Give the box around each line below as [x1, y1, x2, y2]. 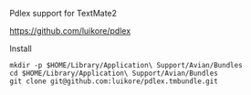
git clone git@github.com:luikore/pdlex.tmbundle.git [9, 77, 219, 86]
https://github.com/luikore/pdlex [9, 26, 131, 36]
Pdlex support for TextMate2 [9, 8, 117, 18]
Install [9, 43, 32, 54]
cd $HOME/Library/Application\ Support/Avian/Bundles [9, 69, 219, 78]
